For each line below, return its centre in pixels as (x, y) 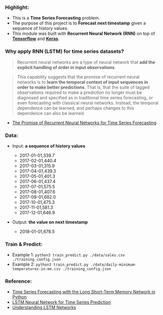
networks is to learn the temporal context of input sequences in (82, 82)
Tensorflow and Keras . (36, 39)
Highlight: (17, 7)
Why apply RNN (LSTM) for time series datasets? (65, 51)
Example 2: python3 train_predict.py (50, 264)
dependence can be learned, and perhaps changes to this (76, 108)
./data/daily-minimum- (114, 265)
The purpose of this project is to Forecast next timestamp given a (79, 23)
